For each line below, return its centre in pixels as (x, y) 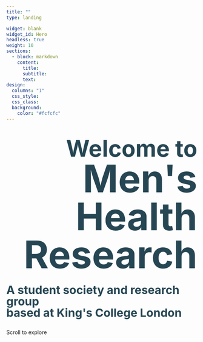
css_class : (25, 102)
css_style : (25, 97)
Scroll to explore (27, 332)
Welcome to (131, 148)
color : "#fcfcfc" (39, 113)
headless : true (25, 40)
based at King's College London (94, 312)
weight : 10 (20, 46)
